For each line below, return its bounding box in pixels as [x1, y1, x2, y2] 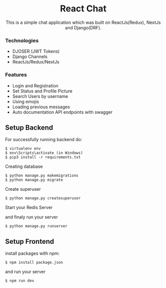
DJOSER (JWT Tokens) [12, 48, 60, 55]
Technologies [5, 37, 39, 44]
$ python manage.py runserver [5, 224, 68, 229]
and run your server [5, 269, 46, 275]
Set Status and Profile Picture [12, 88, 73, 94]
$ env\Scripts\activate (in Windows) [5, 150, 83, 155]
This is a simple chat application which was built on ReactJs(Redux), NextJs [5, 19, 161, 25]
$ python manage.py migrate [5, 177, 63, 183]
